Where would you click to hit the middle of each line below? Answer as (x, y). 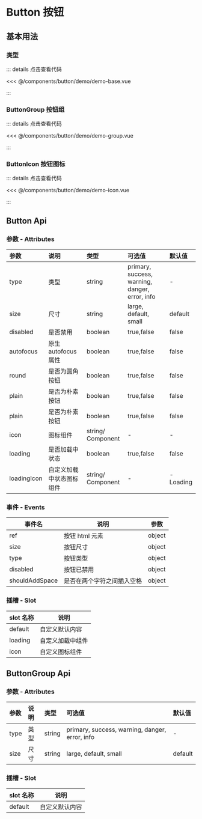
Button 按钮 (35, 12)
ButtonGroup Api (38, 674)
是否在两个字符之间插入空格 (103, 581)
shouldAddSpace (34, 580)
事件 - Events (26, 507)
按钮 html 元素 (84, 536)
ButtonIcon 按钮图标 (36, 164)
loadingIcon (26, 478)
